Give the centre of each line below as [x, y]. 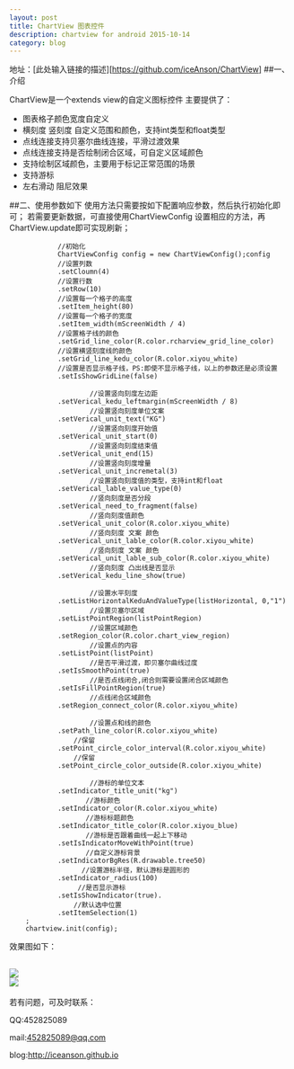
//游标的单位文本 [117, 783]
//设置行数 [74, 281]
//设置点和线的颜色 [120, 723]
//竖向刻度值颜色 [117, 516]
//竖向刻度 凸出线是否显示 [132, 568]
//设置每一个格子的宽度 [95, 316]
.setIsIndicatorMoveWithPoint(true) [125, 843]
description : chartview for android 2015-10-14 [100, 34]
